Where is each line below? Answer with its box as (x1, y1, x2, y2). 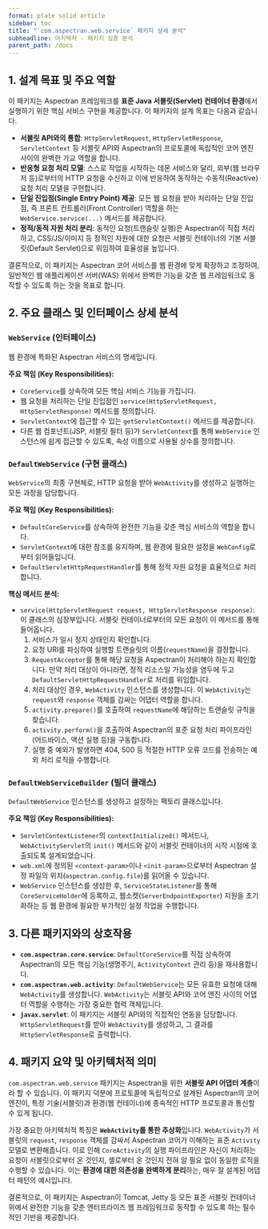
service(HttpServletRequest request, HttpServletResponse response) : (19, 604, 256, 614)
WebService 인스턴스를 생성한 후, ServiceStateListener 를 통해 (19, 881, 218, 891)
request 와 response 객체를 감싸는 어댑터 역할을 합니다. (31, 694, 203, 704)
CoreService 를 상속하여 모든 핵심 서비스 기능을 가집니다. (19, 386, 196, 395)
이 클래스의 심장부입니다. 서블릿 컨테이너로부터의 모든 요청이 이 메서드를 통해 (19, 614, 260, 624)
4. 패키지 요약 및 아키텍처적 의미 (8, 1055, 157, 1069)
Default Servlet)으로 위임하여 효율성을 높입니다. (29, 243, 180, 253)
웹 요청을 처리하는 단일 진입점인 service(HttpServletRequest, (19, 396, 218, 406)
